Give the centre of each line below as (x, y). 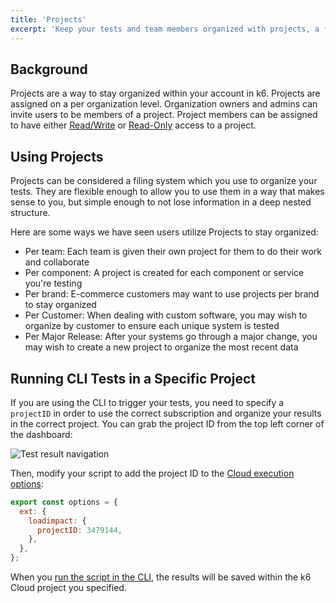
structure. (30, 213)
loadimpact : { (57, 521)
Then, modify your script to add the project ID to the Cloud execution (152, 473)
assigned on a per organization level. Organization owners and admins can (164, 104)
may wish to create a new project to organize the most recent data (161, 347)
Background (49, 69)
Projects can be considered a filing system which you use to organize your (164, 181)
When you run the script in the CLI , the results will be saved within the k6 (161, 577)
